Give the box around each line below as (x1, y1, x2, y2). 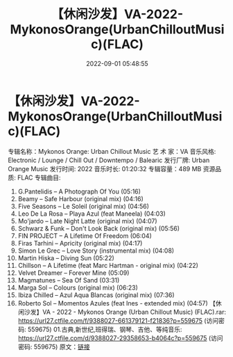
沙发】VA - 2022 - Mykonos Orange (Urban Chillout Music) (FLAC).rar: (24, 308, 226, 316)
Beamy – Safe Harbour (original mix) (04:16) (17, 194, 144, 203)
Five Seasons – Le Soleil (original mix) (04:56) (17, 202, 150, 210)
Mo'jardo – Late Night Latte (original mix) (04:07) (17, 216, 158, 225)
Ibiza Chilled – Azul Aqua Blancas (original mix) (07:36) (17, 290, 175, 299)
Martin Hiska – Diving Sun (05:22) (17, 253, 115, 262)
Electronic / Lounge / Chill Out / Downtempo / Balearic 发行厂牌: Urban (8, 156, 210, 164)
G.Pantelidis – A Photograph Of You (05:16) (17, 187, 141, 196)
